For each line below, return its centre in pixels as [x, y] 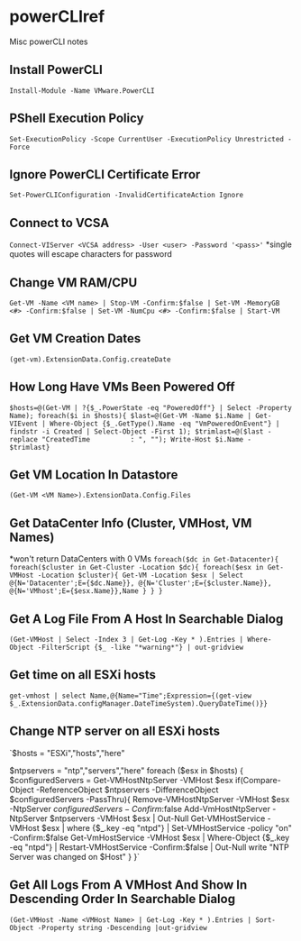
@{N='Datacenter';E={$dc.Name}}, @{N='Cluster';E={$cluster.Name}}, [141, 583]
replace [24, 439]
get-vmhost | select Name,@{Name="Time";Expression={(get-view [131, 696]
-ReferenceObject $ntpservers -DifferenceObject [127, 790]
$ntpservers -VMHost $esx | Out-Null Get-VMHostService [157, 818]
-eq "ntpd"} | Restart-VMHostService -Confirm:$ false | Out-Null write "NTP [150, 847]
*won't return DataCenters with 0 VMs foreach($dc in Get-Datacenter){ [144, 559]
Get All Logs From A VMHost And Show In [128, 885]
